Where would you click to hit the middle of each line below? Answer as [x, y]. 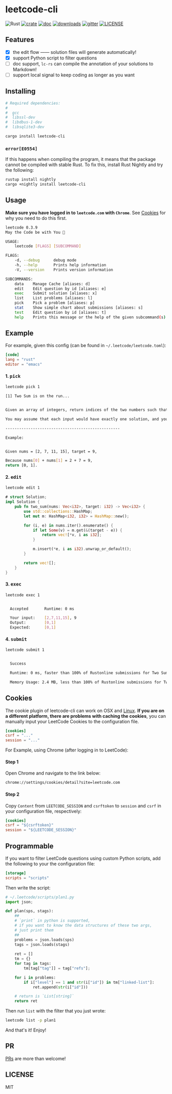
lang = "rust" [20, 360]
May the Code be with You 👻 [35, 232]
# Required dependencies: [33, 103]
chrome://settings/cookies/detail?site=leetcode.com [63, 783]
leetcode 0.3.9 [21, 227]
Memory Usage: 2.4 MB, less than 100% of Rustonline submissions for [85, 682]
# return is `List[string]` [44, 996]
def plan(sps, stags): [29, 911]
